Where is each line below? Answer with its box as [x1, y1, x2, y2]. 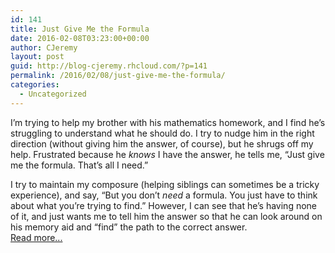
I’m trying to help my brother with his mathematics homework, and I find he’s [10, 116, 326, 128]
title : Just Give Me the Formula [10, 24, 150, 34]
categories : [10, 80, 60, 90]
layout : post [10, 52, 65, 62]
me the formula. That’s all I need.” [10, 159, 149, 171]
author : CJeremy [10, 42, 78, 53]
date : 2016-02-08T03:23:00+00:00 [10, 33, 150, 43]
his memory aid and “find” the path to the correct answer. [10, 221, 248, 233]
